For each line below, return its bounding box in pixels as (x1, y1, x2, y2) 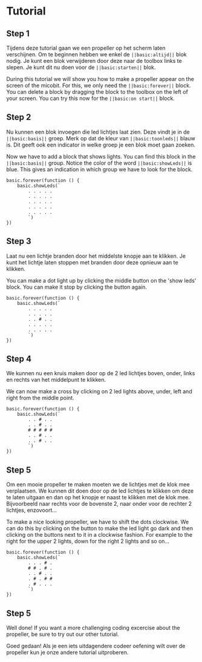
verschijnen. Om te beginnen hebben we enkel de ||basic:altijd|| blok (6, 51, 187, 58)
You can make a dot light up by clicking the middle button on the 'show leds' (6, 277, 197, 284)
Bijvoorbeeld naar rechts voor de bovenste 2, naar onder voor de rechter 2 (6, 500, 192, 508)
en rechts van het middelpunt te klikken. (6, 376, 106, 384)
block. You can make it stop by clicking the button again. (6, 283, 147, 290)
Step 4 (6, 354, 32, 364)
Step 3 (6, 236, 31, 246)
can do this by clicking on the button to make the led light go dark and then (6, 525, 194, 532)
